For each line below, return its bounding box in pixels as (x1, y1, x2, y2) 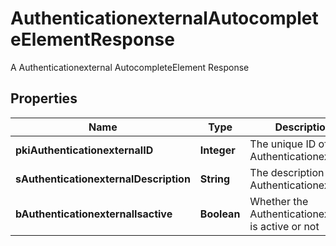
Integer (199, 143, 236, 157)
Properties (10, 90, 78, 107)
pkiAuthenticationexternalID (15, 143, 154, 157)
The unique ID (249, 137, 317, 151)
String (199, 172, 231, 186)
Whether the (249, 194, 309, 208)
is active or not (249, 219, 320, 233)
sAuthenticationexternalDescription (15, 172, 191, 186)
